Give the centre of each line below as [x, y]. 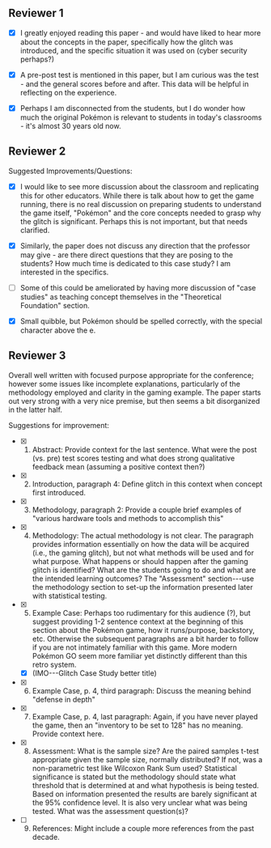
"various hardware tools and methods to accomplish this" [128, 518]
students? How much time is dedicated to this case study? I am [125, 263]
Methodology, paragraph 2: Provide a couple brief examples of [137, 510]
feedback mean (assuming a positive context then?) [119, 466]
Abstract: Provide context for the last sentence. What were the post [144, 449]
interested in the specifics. [64, 272]
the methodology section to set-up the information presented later [142, 587]
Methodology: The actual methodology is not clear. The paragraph [143, 535]
